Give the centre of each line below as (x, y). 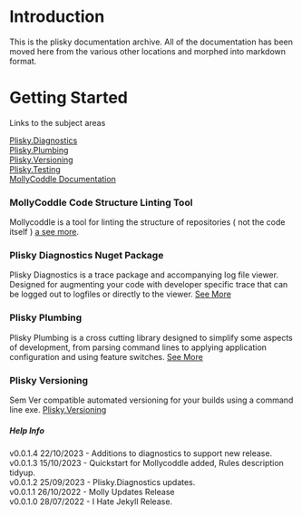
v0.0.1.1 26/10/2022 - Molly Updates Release (92, 492)
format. (23, 61)
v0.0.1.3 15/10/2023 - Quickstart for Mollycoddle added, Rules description (146, 463)
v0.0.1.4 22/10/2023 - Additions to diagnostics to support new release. (141, 453)
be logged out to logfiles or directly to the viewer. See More (120, 294)
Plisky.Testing (35, 169)
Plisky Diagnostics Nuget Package (87, 256)
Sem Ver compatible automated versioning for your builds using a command (151, 400)
